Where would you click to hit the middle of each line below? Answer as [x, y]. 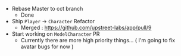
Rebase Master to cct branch [47, 9]
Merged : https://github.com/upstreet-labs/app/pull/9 [86, 27]
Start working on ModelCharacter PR [56, 34]
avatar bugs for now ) [47, 46]
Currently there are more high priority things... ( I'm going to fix [98, 40]
